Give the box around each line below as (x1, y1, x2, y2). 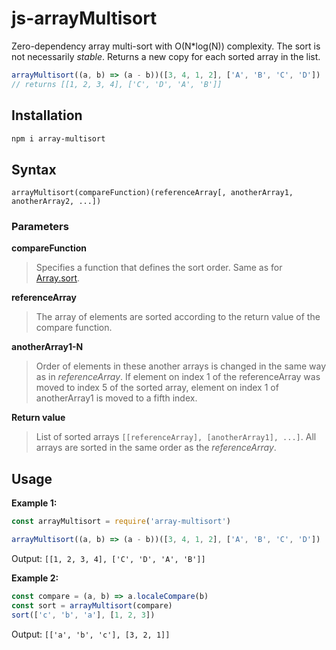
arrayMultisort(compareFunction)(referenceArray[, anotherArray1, (11, 188, 294, 198)
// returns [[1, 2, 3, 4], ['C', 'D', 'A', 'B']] (11, 79, 223, 89)
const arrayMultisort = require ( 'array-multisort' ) (11, 517, 231, 527)
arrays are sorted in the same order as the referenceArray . (35, 442, 277, 454)
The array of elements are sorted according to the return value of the (35, 311, 321, 323)
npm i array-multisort (11, 133, 106, 144)
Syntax (11, 161, 57, 178)
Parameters (11, 220, 69, 234)
